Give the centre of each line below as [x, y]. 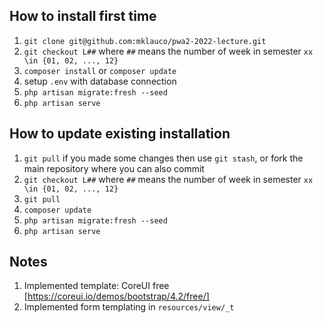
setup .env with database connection [100, 81]
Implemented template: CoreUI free [96, 286]
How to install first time [83, 16]
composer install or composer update [100, 70]
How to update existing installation [120, 134]
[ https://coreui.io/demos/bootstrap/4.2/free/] [116, 296]
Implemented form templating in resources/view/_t [129, 307]
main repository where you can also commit [114, 168]
